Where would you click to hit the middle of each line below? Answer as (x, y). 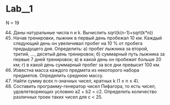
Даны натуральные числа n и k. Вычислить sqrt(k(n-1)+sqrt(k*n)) (83, 32)
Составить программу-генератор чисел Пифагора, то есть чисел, (84, 86)
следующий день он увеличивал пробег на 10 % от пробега (78, 43)
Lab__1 (19, 9)
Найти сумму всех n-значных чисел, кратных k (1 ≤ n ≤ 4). (76, 81)
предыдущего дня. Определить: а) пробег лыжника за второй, (81, 48)
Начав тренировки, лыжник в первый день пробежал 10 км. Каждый (88, 38)
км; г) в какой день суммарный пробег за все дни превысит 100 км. (87, 65)
